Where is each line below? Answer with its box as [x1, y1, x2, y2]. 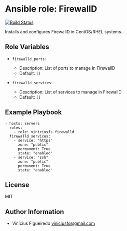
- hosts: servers [5, 121, 40, 126]
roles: [9, 125, 23, 130]
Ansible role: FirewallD [5, 3, 98, 15]
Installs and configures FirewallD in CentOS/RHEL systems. [5, 29, 123, 34]
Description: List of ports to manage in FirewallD [19, 65, 115, 71]
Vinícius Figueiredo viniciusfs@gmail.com [12, 220, 95, 226]
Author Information [5, 207, 64, 216]
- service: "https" [14, 138, 53, 143]
